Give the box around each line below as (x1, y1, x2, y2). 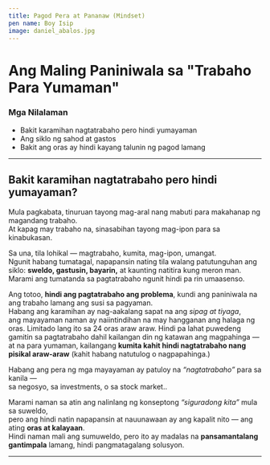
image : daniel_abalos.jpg (8, 27, 95, 35)
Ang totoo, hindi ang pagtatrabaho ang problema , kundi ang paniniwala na (8, 289, 258, 299)
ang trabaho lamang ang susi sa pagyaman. (8, 298, 153, 308)
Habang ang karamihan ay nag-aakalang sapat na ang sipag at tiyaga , (8, 306, 241, 316)
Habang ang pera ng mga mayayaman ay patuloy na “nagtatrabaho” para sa (8, 365, 262, 374)
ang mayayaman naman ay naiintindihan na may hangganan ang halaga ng (8, 315, 256, 324)
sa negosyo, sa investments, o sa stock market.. (8, 381, 167, 391)
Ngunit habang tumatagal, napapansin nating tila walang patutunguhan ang (8, 256, 257, 266)
